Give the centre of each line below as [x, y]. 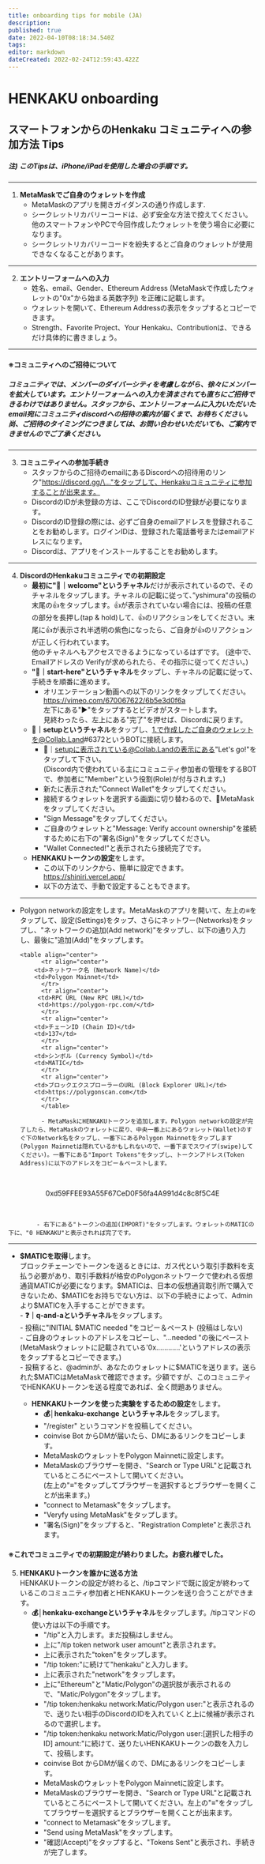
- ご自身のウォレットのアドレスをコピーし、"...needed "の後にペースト [134, 1337]
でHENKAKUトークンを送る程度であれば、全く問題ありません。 [123, 1387]
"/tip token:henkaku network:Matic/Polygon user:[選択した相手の [148, 1734]
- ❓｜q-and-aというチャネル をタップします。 [93, 1315]
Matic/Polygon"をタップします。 [113, 1694]
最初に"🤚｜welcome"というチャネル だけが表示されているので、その [142, 585]
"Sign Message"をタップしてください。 [107, 818]
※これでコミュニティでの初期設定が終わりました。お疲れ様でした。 [118, 1554]
